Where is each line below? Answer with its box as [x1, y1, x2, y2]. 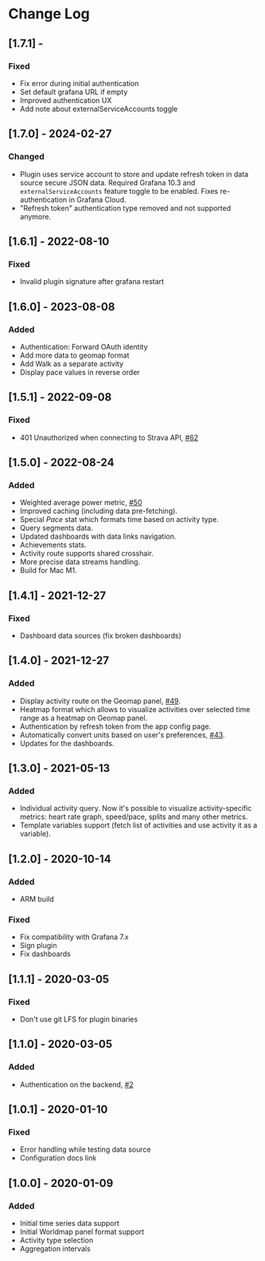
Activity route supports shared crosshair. [19, 548, 154, 559]
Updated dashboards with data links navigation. [19, 532, 177, 541]
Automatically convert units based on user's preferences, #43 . [19, 729, 225, 739]
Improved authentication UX [19, 95, 112, 105]
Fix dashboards [19, 949, 72, 959]
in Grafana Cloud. [68, 195, 127, 204]
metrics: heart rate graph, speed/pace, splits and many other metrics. [19, 812, 248, 822]
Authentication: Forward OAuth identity [19, 342, 149, 351]
